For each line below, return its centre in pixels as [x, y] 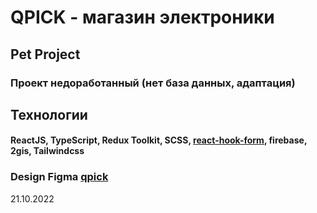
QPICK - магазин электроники [142, 17]
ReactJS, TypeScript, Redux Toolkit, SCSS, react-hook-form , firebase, [159, 140]
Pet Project [45, 54]
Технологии [49, 114]
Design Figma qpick [59, 177]
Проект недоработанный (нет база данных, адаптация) [153, 83]
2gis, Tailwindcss [47, 151]
